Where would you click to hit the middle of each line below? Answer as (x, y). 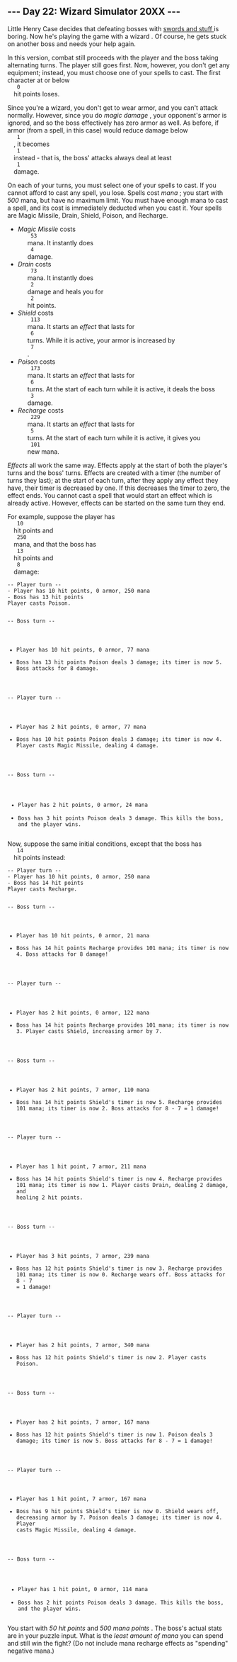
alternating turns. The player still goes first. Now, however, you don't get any (118, 65)
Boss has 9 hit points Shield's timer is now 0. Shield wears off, (118, 1512)
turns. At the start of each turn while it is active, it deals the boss (121, 389)
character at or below (39, 80)
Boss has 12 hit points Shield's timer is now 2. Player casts (111, 1358)
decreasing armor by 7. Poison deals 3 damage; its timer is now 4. (120, 1518)
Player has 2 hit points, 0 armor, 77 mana (81, 727)
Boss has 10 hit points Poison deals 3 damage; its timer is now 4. (120, 740)
